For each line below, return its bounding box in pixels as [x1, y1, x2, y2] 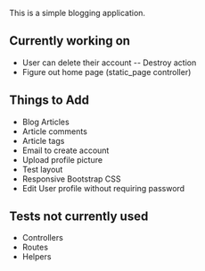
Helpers [21, 251, 52, 262]
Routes [21, 241, 49, 253]
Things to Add [9, 93, 89, 108]
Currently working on [9, 33, 131, 48]
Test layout [21, 164, 63, 174]
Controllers [21, 233, 64, 243]
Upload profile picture [21, 154, 103, 165]
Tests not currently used [9, 209, 149, 224]
